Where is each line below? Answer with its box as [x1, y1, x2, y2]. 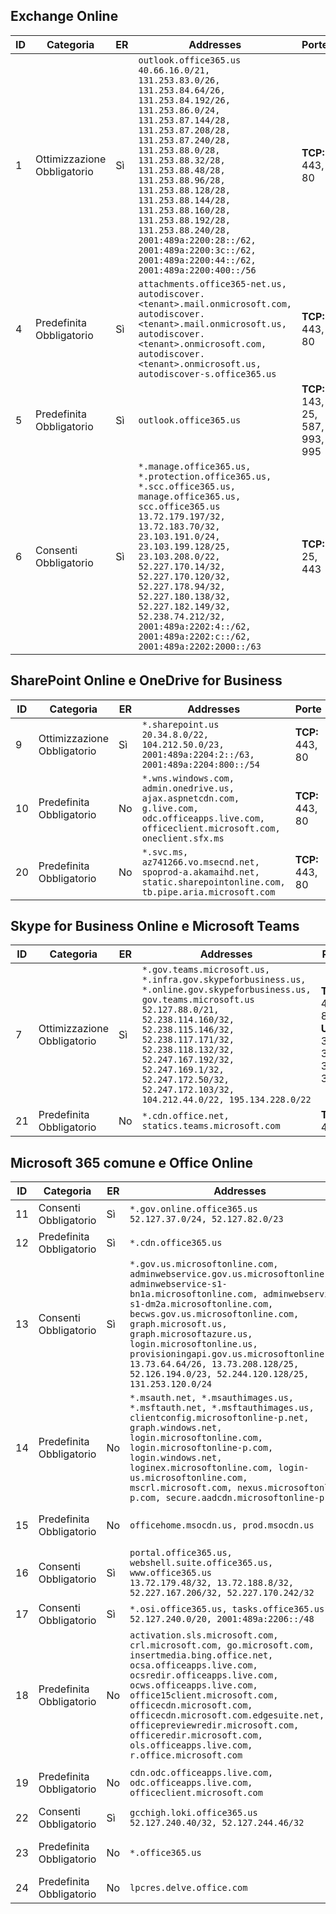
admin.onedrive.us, [141, 782, 235, 794]
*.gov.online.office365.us [129, 1204, 258, 1215]
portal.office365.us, [129, 1547, 233, 1559]
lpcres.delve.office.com [129, 1882, 248, 1894]
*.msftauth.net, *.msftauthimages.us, [129, 1402, 315, 1414]
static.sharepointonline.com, [141, 876, 286, 888]
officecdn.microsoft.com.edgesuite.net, [129, 1710, 325, 1721]
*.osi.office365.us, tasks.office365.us [129, 1604, 325, 1615]
